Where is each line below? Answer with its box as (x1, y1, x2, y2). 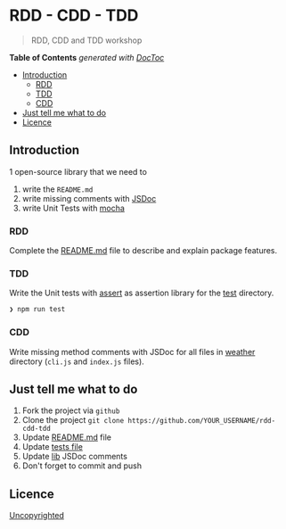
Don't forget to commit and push (21, 460, 143, 471)
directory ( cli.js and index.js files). (9, 356, 144, 367)
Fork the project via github (21, 405, 120, 416)
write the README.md (21, 184, 94, 194)
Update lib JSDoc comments (21, 451, 127, 462)
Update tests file (21, 442, 83, 452)
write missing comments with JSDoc (21, 193, 157, 203)
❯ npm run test (9, 305, 66, 314)
